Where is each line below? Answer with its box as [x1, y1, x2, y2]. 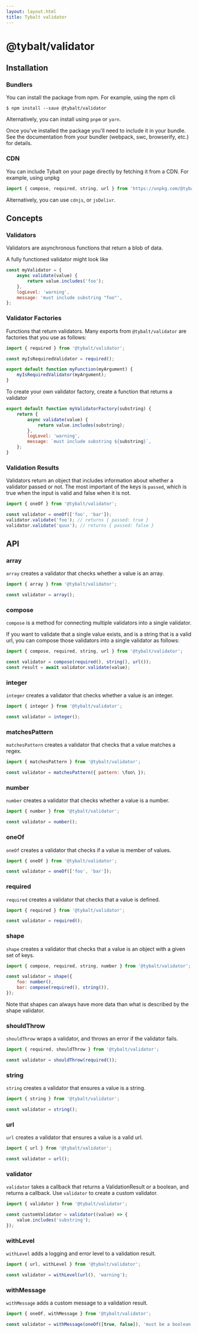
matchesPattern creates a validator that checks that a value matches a [6, 741, 176, 748]
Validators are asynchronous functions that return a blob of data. [6, 244, 163, 251]
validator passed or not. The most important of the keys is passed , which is [6, 483, 187, 490]
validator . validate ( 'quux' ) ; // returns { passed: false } [6, 523, 154, 528]
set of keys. [6, 951, 35, 958]
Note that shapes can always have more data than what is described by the [6, 1000, 189, 1007]
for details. [6, 140, 32, 147]
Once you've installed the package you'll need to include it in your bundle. [6, 127, 186, 134]
